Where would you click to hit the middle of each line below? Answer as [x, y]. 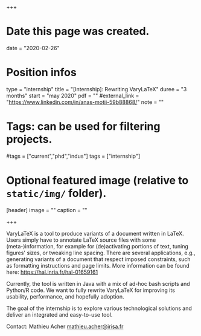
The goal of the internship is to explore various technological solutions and [99, 308]
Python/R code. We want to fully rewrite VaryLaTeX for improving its [91, 290]
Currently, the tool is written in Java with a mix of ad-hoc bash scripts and [98, 283]
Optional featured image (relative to [97, 180]
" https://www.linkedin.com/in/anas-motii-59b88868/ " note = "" [85, 102]
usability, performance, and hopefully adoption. [65, 296]
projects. [29, 139]
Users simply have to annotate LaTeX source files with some [81, 240]
